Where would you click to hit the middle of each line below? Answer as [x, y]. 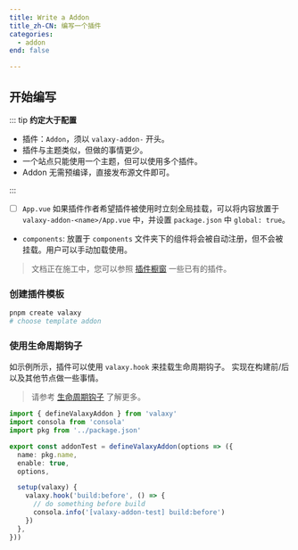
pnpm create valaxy [46, 313]
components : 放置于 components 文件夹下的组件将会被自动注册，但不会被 [153, 238]
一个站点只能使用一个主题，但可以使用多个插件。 [112, 160]
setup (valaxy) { [47, 488]
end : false [29, 51]
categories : [31, 34]
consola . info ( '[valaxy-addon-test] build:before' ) [129, 513]
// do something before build [89, 505]
